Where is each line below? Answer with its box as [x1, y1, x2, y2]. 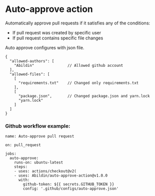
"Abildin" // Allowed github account [14, 63, 123, 68]
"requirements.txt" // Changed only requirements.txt [18, 80, 139, 85]
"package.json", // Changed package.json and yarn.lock [18, 93, 150, 98]
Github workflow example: [5, 122, 71, 129]
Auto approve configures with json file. [5, 44, 84, 50]
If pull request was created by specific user [12, 29, 101, 35]
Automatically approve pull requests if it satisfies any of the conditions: [5, 20, 151, 26]
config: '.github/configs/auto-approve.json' [23, 186, 119, 192]
